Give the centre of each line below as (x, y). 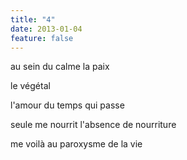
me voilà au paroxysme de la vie (76, 144)
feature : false (42, 38)
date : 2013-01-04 (46, 29)
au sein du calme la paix (60, 67)
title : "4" (33, 19)
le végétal (30, 86)
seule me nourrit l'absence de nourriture (93, 125)
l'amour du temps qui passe (67, 105)
